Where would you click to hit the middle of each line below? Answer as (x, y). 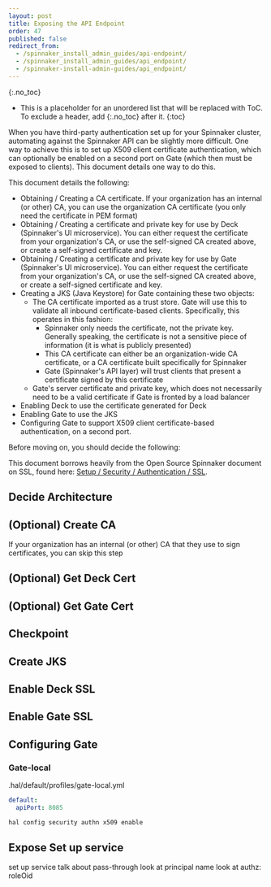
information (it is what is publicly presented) (118, 345)
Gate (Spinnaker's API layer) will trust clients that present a (143, 371)
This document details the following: (69, 182)
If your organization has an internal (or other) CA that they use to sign (125, 544)
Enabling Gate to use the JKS (69, 414)
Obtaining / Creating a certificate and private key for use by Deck (129, 224)
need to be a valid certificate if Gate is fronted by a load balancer (141, 397)
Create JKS (38, 661)
